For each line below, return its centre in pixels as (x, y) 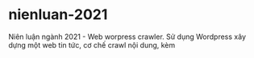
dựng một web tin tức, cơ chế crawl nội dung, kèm (92, 44)
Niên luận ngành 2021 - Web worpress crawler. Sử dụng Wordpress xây (127, 37)
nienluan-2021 (58, 15)
